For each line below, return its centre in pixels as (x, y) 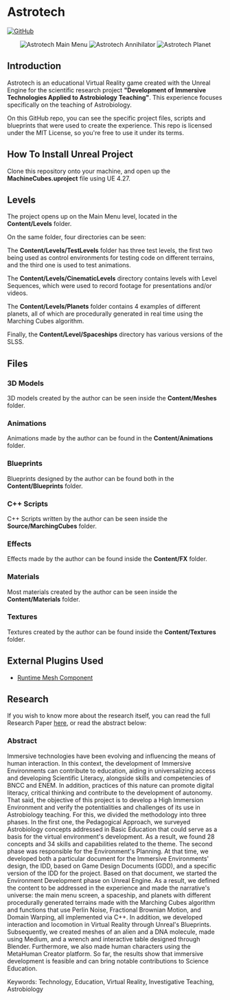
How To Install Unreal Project (70, 155)
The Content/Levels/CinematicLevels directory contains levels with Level (112, 278)
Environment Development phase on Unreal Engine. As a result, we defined (113, 880)
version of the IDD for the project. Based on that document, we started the (112, 873)
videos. (18, 293)
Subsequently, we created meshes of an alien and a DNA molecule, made (111, 932)
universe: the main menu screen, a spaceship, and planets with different (109, 895)
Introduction (34, 66)
